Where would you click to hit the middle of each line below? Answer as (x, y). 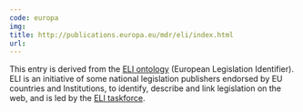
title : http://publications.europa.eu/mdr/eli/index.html (121, 35)
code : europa (34, 18)
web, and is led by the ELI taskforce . (77, 98)
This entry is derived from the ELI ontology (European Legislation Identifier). (151, 69)
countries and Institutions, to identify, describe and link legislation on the (146, 88)
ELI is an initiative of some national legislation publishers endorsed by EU (146, 79)
